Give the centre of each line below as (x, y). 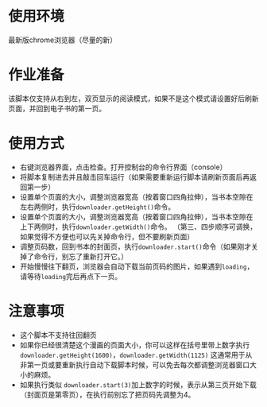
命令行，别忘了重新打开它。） (81, 256)
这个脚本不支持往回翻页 (58, 335)
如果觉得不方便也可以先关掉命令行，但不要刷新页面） (107, 236)
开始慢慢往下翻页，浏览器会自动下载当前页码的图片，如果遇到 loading (133, 266)
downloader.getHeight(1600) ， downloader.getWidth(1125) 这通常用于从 (136, 355)
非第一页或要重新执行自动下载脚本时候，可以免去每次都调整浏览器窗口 (135, 364)
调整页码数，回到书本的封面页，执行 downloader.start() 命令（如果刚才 (135, 246)
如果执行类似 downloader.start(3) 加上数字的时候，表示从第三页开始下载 (138, 384)
